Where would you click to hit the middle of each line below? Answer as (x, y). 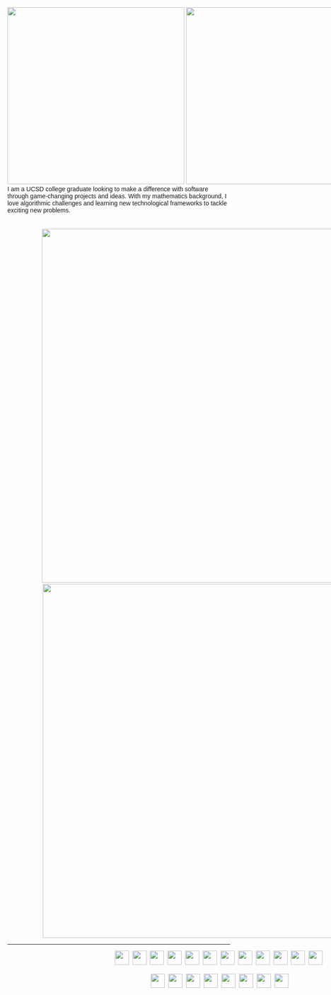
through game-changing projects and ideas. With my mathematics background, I (117, 196)
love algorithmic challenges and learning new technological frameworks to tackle (117, 203)
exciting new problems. (39, 211)
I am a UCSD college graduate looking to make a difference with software (108, 189)
